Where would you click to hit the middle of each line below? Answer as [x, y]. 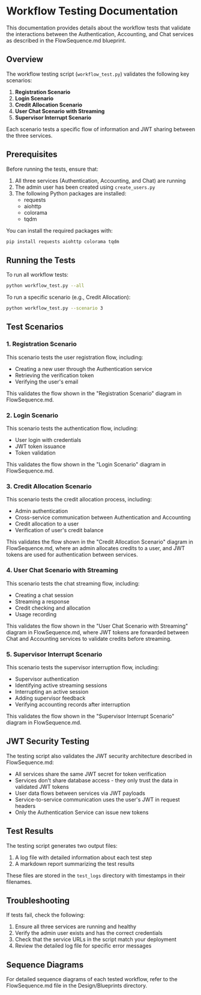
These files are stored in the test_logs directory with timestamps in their [96, 875]
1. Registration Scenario [41, 344]
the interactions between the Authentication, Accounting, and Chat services [100, 34]
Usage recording [36, 614]
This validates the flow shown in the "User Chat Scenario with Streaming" [97, 626]
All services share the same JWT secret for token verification [90, 774]
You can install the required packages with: [59, 230]
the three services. [29, 135]
